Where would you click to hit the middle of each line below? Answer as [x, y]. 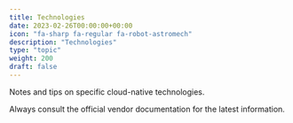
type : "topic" [36, 50]
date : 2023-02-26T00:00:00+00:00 [71, 26]
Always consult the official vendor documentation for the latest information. [147, 109]
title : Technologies [48, 17]
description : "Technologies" [63, 42]
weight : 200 [31, 58]
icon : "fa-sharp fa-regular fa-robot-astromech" [101, 34]
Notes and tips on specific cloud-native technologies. [107, 92]
